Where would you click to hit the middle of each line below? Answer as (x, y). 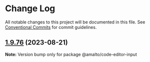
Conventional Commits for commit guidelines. (51, 27)
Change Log (30, 9)
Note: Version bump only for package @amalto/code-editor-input (71, 54)
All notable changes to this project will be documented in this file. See (75, 22)
